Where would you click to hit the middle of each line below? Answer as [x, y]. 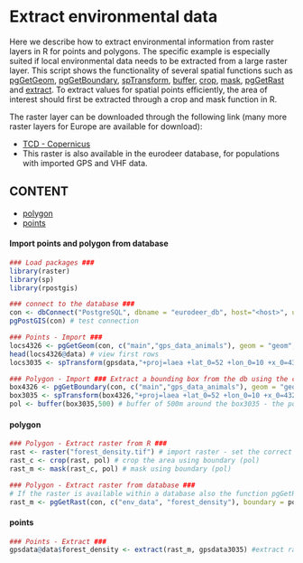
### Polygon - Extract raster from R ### [88, 444]
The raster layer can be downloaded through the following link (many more [148, 117]
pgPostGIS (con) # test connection [74, 321]
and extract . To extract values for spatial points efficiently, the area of [138, 89]
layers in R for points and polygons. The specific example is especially [140, 51]
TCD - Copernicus [56, 144]
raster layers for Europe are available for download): [106, 126]
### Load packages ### [52, 263]
